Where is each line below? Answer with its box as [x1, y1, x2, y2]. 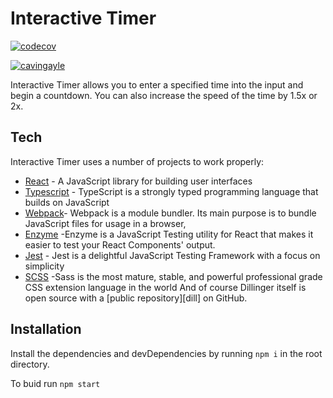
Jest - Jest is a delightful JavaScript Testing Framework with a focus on [24, 249, 321, 261]
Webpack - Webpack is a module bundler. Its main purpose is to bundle [24, 207, 317, 219]
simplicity [24, 260, 65, 272]
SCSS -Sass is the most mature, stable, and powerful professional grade [24, 270, 323, 282]
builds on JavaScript [24, 196, 110, 208]
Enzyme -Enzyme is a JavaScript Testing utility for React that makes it [24, 228, 314, 240]
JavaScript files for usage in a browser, [24, 217, 187, 229]
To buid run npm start [10, 377, 101, 389]
